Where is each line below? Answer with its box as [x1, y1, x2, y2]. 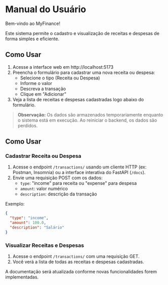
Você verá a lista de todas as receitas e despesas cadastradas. [12, 259, 144, 265]
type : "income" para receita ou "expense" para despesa [20, 180, 137, 186]
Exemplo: [5, 201, 25, 207]
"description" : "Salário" [10, 225, 65, 230]
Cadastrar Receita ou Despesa [5, 153, 82, 160]
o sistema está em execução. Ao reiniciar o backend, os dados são [17, 117, 157, 123]
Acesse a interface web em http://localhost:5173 [12, 64, 114, 70]
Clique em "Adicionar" [20, 91, 67, 97]
